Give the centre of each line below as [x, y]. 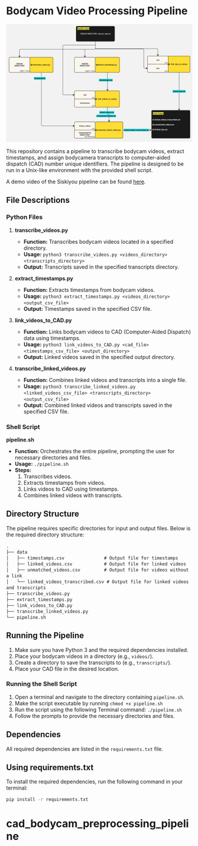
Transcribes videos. [48, 476]
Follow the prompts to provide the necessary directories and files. [95, 715]
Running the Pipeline [45, 636]
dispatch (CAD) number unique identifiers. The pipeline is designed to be [95, 164]
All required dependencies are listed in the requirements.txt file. [85, 749]
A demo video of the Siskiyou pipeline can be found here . [76, 182]
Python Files [25, 217]
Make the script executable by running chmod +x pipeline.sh [89, 703]
